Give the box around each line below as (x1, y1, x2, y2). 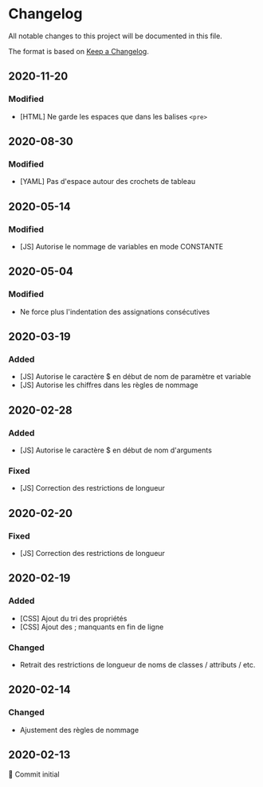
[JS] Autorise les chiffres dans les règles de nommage (19, 380, 198, 390)
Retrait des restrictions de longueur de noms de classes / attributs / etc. (19, 660, 256, 670)
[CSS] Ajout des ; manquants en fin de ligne (19, 622, 164, 632)
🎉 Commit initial (8, 769, 60, 779)
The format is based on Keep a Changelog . (8, 46, 149, 56)
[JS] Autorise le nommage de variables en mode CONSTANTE (19, 242, 224, 251)
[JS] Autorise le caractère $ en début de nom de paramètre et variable (19, 372, 251, 382)
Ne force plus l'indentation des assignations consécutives (19, 307, 210, 316)
